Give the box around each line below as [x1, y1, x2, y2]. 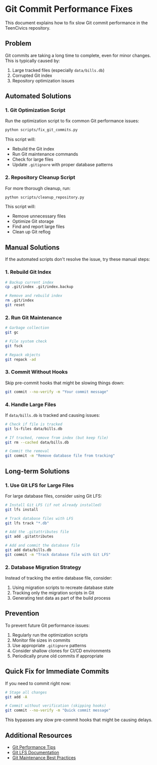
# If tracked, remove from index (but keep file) [5, 435, 109, 440]
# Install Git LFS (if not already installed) [5, 502, 102, 508]
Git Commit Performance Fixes [5, 3, 133, 15]
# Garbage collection [5, 326, 50, 330]
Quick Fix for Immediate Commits [5, 667, 109, 676]
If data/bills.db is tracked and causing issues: [5, 412, 100, 418]
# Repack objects [5, 352, 41, 357]
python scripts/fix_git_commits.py [5, 127, 78, 133]
